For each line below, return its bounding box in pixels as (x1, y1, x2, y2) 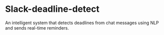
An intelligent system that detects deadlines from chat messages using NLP (5, 20, 159, 26)
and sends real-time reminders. (5, 25, 69, 31)
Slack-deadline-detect (5, 3, 100, 15)
